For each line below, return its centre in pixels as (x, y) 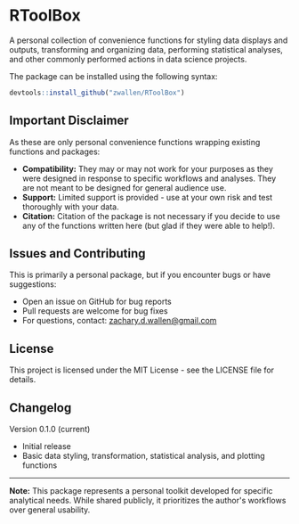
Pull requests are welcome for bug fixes (95, 311)
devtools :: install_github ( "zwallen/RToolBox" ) (97, 93)
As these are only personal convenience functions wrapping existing (135, 142)
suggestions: (33, 284)
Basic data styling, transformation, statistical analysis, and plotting (143, 456)
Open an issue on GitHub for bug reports (97, 302)
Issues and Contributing (77, 254)
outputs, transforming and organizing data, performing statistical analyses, (146, 49)
